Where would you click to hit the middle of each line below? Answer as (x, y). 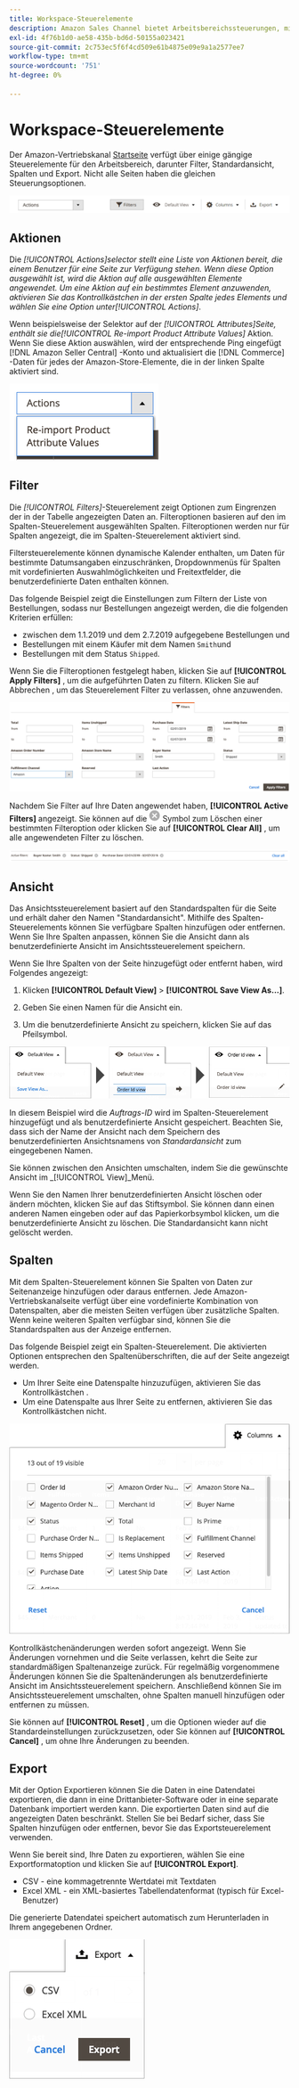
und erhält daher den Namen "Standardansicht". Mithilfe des (120, 918)
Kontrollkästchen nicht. (64, 1411)
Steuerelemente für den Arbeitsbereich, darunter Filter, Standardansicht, (142, 164)
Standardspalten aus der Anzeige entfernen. (90, 1329)
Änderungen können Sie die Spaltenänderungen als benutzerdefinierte (139, 1676)
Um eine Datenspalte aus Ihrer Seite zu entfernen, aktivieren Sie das (147, 1401)
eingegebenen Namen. (51, 1150)
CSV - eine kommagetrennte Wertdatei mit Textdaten (119, 1881)
